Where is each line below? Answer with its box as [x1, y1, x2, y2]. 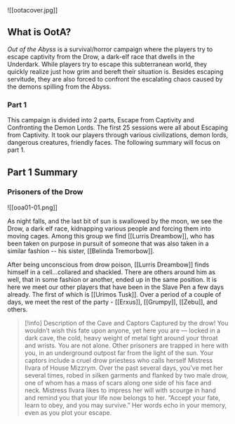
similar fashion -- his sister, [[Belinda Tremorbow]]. [7, 246, 155, 255]
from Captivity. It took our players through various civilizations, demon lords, [7, 131, 229, 139]
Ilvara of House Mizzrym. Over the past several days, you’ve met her [24, 364, 223, 372]
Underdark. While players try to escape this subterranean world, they [7, 60, 208, 68]
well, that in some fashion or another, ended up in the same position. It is [7, 275, 217, 283]
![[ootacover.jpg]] [7, 6, 58, 14]
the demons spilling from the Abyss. [7, 82, 112, 91]
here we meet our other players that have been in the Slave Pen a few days [7, 283, 224, 291]
